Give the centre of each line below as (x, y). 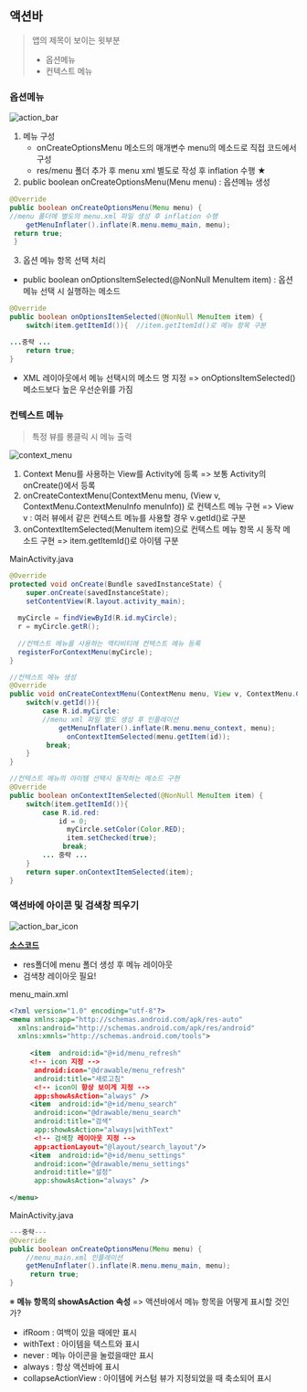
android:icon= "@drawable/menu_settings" (111, 1164)
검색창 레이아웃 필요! (59, 975)
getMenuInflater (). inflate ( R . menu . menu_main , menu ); (128, 1266)
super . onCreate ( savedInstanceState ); (98, 592)
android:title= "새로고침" (79, 1079)
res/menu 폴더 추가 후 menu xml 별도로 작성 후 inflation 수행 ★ (151, 171)
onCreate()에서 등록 (59, 485)
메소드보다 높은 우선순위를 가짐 (78, 389)
